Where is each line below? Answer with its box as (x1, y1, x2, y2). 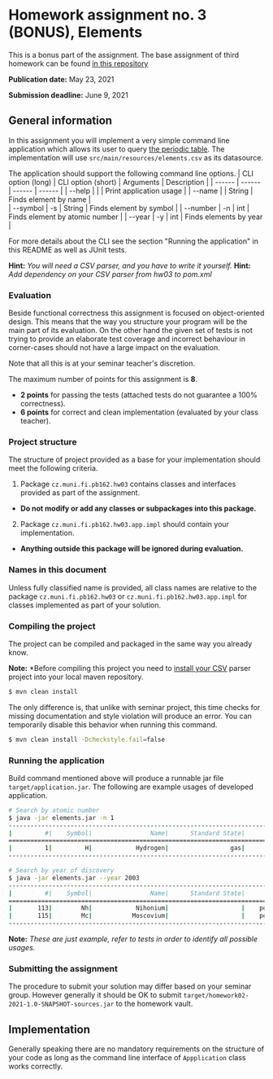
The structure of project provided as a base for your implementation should (8, 454, 261, 465)
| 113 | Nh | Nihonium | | (8, 904, 245, 913)
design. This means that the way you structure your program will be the (8, 317, 248, 327)
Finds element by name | (8, 194, 92, 204)
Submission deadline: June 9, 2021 (8, 90, 128, 99)
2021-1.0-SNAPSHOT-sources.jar (8, 1000, 115, 1009)
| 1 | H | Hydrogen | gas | (8, 844, 245, 853)
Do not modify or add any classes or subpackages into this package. (19, 503, 257, 514)
